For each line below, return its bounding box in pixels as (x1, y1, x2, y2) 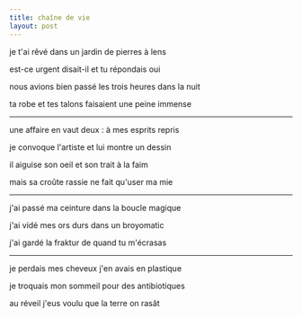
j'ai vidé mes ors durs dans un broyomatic (9, 219, 164, 230)
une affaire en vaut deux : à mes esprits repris (9, 124, 180, 135)
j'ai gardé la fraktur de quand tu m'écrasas (9, 237, 167, 248)
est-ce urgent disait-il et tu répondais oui (9, 64, 161, 75)
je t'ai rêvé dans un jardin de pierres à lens (9, 46, 166, 57)
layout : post (9, 22, 58, 31)
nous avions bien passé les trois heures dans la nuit (9, 81, 200, 92)
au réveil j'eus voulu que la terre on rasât (9, 297, 160, 308)
